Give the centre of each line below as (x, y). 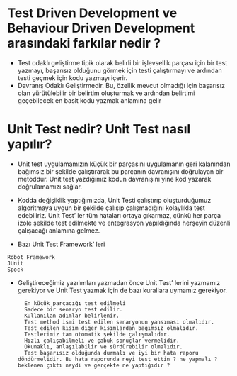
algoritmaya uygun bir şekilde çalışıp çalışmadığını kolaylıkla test (111, 208)
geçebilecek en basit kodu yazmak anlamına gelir (89, 100)
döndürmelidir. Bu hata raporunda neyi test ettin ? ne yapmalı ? (117, 359)
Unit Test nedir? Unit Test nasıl (99, 129)
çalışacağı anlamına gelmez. (59, 230)
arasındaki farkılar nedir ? (84, 43)
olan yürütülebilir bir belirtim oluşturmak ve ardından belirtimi (106, 93)
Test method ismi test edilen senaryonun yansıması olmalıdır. (119, 322)
